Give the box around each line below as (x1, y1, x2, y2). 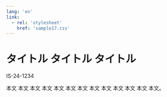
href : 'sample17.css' (17, 25, 70, 31)
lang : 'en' (6, 8, 33, 15)
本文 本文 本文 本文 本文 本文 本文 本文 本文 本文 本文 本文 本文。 (6, 85, 165, 92)
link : (6, 14, 20, 20)
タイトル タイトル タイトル (6, 53, 137, 66)
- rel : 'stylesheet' (11, 20, 62, 25)
